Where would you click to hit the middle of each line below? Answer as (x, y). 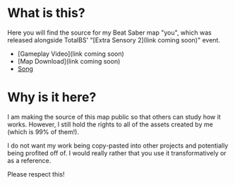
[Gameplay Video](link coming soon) (71, 54)
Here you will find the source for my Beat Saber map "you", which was (109, 32)
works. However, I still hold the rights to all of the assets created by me (110, 124)
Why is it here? (52, 97)
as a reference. (29, 160)
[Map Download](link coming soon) (69, 61)
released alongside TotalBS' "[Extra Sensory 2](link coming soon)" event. (114, 40)
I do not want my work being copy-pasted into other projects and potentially (118, 145)
